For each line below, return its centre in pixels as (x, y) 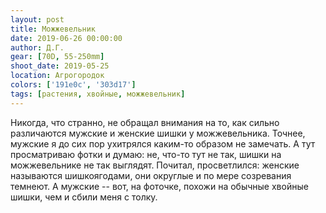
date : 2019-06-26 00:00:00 (66, 38)
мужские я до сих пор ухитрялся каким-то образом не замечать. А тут (163, 143)
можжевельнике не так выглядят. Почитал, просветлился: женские (155, 165)
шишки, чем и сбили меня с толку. (84, 197)
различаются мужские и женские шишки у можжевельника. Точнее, (158, 133)
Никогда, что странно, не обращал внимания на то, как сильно (145, 122)
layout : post (37, 19)
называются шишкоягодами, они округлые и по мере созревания (151, 175)
